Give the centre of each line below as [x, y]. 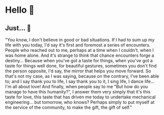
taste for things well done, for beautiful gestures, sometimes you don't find [81, 66]
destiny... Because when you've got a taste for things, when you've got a [79, 60]
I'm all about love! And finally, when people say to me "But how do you [77, 87]
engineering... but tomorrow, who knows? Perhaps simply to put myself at [80, 102]
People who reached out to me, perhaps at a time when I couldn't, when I [80, 50]
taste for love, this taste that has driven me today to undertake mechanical [81, 97]
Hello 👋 [20, 10]
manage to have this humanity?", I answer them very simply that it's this [78, 92]
